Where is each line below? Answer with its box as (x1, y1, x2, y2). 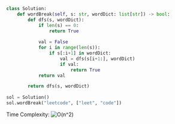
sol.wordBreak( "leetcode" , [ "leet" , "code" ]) (6, 100, 122, 106)
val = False (38, 39, 68, 45)
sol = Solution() (6, 95, 50, 101)
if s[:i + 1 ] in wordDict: (49, 50, 111, 56)
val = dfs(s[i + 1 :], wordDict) (59, 56, 135, 62)
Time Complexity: (6, 111, 50, 118)
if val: (59, 61, 79, 67)
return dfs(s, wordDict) (28, 83, 90, 89)
